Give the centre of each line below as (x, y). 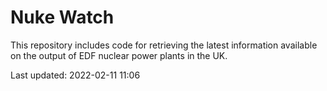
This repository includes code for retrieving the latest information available (164, 45)
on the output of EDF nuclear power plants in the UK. (119, 55)
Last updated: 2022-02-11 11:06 (75, 75)
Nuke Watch (62, 17)
